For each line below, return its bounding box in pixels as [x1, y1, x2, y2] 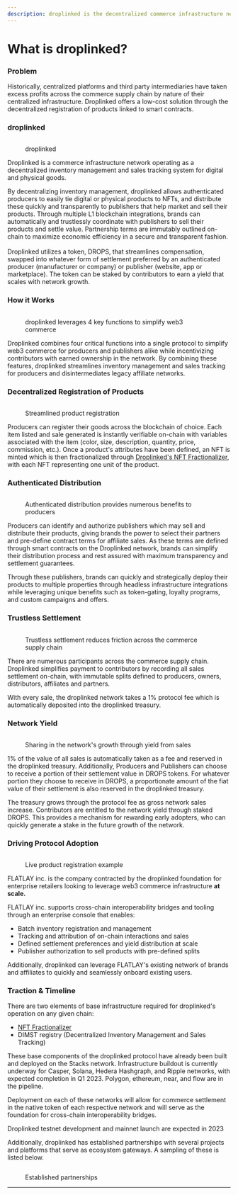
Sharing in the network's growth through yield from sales [25, 740, 191, 749]
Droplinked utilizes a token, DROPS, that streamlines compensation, [7, 247, 205, 256]
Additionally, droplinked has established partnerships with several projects [7, 1138, 225, 1147]
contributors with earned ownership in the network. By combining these [7, 353, 217, 362]
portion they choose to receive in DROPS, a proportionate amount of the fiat [7, 776, 229, 785]
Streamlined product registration [25, 409, 120, 417]
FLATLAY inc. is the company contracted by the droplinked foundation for [7, 874, 222, 883]
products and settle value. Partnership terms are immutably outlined [7, 225, 206, 234]
